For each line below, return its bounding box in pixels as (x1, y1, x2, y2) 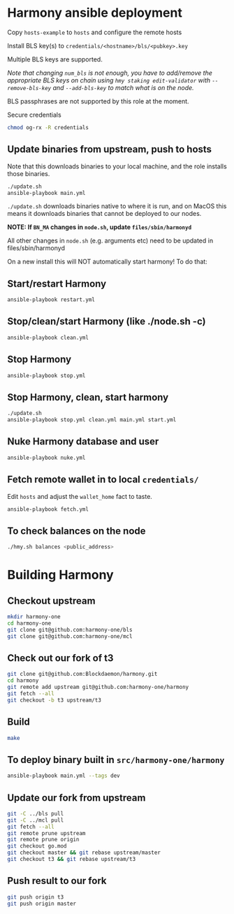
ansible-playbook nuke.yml (7, 454, 86, 461)
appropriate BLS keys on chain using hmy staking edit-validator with (7, 75, 211, 85)
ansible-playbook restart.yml (7, 296, 96, 303)
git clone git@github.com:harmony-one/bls (7, 626, 133, 633)
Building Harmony (7, 567, 114, 583)
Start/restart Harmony (7, 277, 107, 289)
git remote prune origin (7, 836, 80, 843)
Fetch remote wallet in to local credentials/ (7, 474, 199, 486)
